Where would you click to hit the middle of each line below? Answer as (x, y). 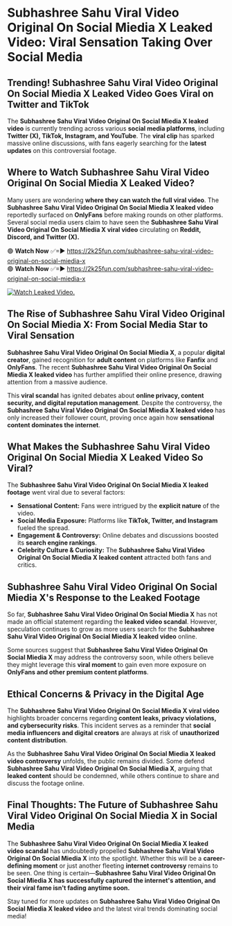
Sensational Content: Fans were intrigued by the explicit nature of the (118, 506)
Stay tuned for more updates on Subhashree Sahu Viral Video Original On (114, 901)
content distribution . (37, 741)
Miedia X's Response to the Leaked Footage (104, 598)
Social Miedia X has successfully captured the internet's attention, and (111, 880)
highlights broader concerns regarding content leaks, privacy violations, (112, 718)
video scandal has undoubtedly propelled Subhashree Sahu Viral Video (111, 851)
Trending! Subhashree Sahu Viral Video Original (113, 82)
